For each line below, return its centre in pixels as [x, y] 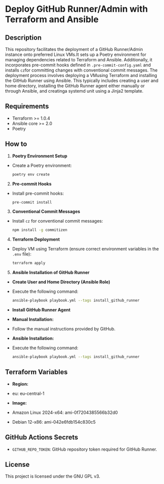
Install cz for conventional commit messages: [58, 221]
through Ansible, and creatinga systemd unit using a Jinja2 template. [74, 91]
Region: [20, 384]
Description [23, 38]
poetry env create [31, 174]
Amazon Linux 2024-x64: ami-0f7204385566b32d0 [65, 412]
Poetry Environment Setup [40, 156]
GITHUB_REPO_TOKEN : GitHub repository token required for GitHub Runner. [85, 449]
